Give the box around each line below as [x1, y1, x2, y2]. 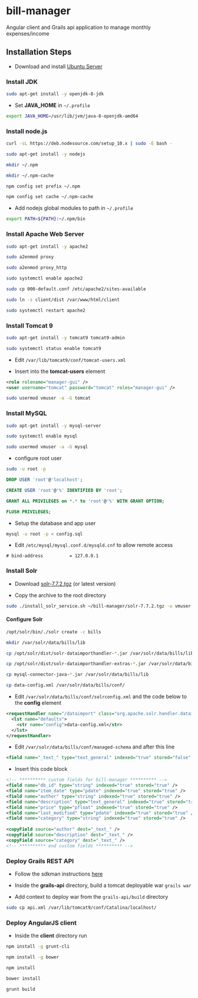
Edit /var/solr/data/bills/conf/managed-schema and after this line [14, 743, 175, 750]
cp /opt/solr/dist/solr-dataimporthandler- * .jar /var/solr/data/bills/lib [6, 650, 194, 656]
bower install [6, 976, 41, 981]
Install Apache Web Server [6, 230, 84, 238]
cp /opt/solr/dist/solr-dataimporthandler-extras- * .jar [6, 661, 146, 667]
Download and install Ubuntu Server [14, 63, 103, 70]
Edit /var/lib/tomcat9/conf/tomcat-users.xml [14, 356, 126, 363]
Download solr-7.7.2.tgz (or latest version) [14, 580, 116, 587]
